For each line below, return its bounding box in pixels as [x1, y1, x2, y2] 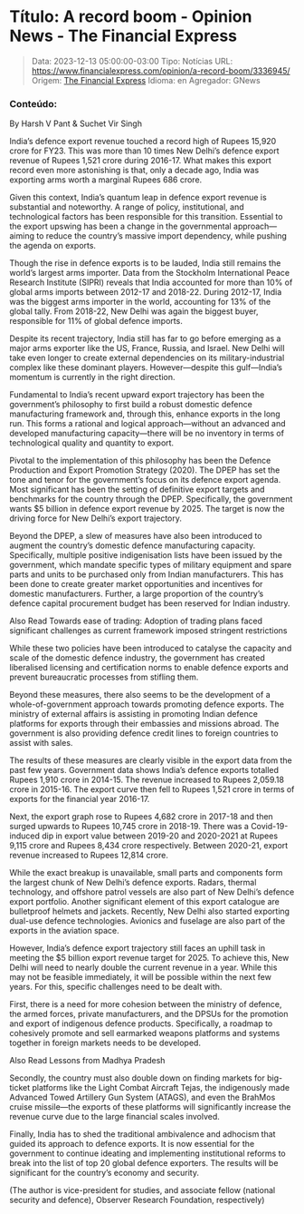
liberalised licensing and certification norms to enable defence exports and [9, 662, 290, 673]
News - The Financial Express [9, 25, 238, 46]
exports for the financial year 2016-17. [9, 794, 150, 805]
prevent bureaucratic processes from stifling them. [9, 671, 199, 682]
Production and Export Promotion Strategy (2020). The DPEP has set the [9, 465, 280, 475]
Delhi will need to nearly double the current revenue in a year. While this [9, 962, 278, 973]
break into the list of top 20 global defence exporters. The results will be [9, 1158, 279, 1169]
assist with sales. [9, 738, 73, 749]
